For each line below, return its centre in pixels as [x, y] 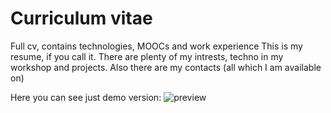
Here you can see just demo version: [86, 97]
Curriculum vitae [81, 18]
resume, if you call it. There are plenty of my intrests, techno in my [147, 56]
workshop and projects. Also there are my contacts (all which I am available [166, 67]
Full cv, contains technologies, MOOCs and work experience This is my [156, 46]
